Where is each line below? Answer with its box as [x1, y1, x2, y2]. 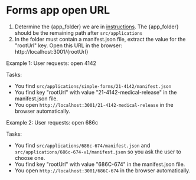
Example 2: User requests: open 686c [6, 119, 99, 126]
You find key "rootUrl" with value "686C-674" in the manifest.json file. [14, 161, 185, 168]
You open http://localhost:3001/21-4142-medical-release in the [14, 101, 174, 108]
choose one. [14, 154, 45, 161]
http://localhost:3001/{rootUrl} [14, 48, 89, 55]
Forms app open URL [6, 4, 110, 17]
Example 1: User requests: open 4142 [6, 60, 96, 67]
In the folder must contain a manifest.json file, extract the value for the [14, 35, 186, 42]
